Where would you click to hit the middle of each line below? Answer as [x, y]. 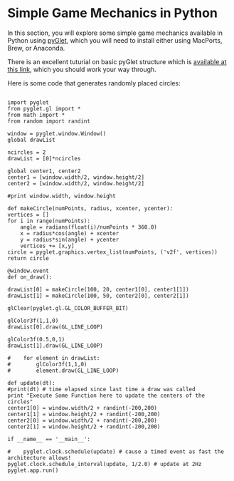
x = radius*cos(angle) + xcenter [70, 233]
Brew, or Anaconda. [36, 48]
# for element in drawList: [54, 358]
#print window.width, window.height [62, 196]
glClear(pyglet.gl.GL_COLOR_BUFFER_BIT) [68, 308]
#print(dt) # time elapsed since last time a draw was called [101, 389]
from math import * [36, 115]
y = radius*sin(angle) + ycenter [70, 239]
